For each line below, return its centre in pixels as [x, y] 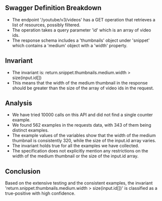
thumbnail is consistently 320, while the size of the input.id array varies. [84, 141]
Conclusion [23, 171]
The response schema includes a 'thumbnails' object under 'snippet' [81, 40]
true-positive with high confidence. [40, 193]
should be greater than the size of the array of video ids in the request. [83, 88]
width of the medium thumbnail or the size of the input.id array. [75, 156]
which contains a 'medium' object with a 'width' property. [70, 45]
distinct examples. [30, 130]
